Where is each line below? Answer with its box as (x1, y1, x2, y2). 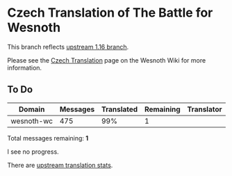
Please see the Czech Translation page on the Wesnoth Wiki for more (7, 56, 206, 64)
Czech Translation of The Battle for (7, 5, 213, 21)
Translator (187, 104, 222, 114)
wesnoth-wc (10, 116, 53, 126)
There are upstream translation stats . (7, 161, 113, 169)
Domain (18, 104, 45, 114)
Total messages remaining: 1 (7, 134, 89, 142)
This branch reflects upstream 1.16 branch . (7, 42, 129, 51)
